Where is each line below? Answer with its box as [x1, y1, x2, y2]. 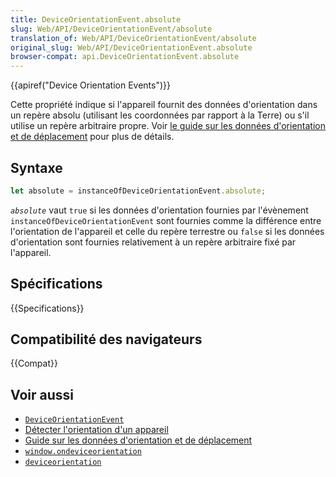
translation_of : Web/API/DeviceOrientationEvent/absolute [10, 33, 257, 43]
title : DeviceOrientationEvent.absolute [10, 14, 182, 25]
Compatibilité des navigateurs [10, 331, 203, 348]
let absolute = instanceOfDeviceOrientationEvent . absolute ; [10, 186, 267, 196]
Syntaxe [10, 159, 63, 176]
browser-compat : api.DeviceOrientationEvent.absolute [10, 52, 240, 62]
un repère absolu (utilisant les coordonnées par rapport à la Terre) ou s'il [10, 109, 310, 121]
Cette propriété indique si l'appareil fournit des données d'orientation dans [10, 99, 318, 111]
